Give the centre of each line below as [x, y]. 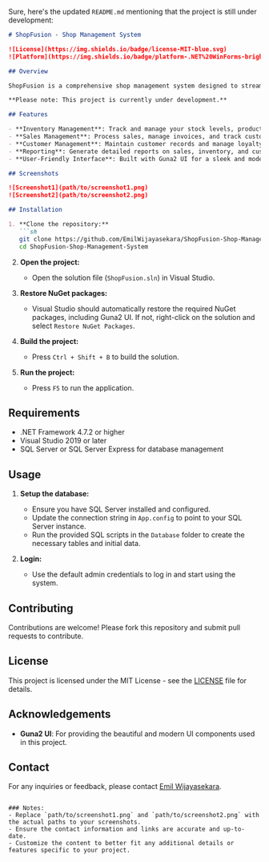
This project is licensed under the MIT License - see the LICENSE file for [127, 680]
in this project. [44, 742]
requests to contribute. [46, 636]
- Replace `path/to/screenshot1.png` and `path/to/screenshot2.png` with [134, 815]
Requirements [44, 413]
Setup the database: [54, 494]
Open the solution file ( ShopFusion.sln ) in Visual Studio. [123, 277]
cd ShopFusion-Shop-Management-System [84, 247]
